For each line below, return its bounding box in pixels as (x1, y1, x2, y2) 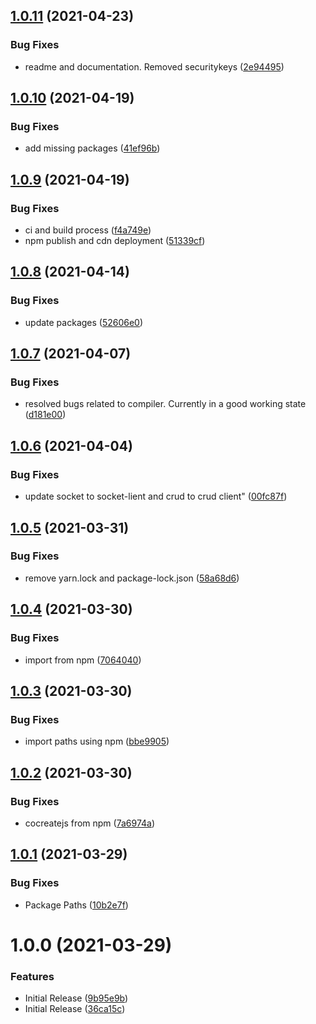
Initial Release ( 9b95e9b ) (24, 992, 129, 1004)
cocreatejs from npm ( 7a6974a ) (24, 817, 156, 829)
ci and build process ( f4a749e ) (24, 224, 152, 236)
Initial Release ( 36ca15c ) (24, 1003, 126, 1015)
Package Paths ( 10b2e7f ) (24, 899, 129, 911)
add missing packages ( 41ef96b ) (24, 142, 161, 154)
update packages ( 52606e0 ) (24, 316, 144, 328)
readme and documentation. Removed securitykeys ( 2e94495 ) (24, 60, 285, 73)
